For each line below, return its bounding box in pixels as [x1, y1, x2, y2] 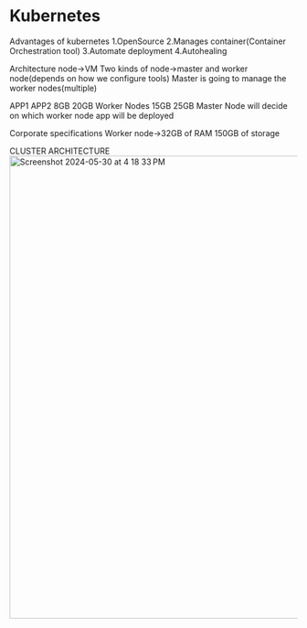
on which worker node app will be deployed [9, 110, 175, 121]
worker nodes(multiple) [9, 82, 98, 93]
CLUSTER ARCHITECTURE [9, 145, 111, 156]
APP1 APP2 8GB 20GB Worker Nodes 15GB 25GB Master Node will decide [9, 100, 288, 111]
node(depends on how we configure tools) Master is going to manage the [9, 72, 287, 83]
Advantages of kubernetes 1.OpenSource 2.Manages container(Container [9, 36, 286, 47]
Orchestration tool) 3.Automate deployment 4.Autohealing [9, 45, 228, 56]
